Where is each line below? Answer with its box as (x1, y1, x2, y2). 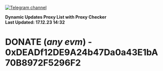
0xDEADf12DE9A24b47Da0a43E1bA (5, 47, 158, 58)
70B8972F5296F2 (5, 57, 81, 69)
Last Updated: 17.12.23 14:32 (5, 20, 65, 25)
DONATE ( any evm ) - (5, 37, 92, 47)
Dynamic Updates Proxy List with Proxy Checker (5, 14, 107, 20)
